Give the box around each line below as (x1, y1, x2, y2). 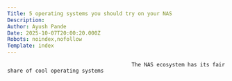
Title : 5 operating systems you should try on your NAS (7, 10, 172, 17)
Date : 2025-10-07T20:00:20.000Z (7, 29, 101, 37)
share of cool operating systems (7, 67, 104, 74)
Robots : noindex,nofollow (7, 36, 82, 43)
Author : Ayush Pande (7, 23, 67, 30)
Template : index (7, 42, 54, 49)
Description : (7, 17, 45, 24)
